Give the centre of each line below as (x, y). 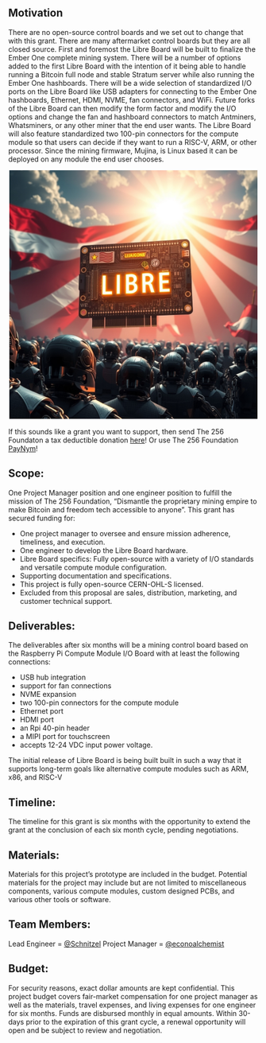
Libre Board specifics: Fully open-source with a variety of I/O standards (137, 558)
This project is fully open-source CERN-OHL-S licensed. (112, 584)
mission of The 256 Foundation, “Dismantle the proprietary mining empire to (133, 501)
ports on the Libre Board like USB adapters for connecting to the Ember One (133, 91)
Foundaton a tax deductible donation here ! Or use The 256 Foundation (123, 440)
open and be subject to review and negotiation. (85, 1030)
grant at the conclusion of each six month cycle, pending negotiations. (123, 830)
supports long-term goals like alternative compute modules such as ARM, (128, 769)
